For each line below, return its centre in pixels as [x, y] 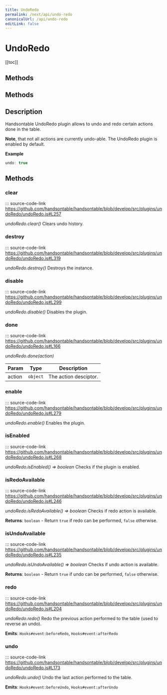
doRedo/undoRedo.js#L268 [33, 457]
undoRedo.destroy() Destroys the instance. [49, 268]
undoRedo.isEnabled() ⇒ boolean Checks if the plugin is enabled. [73, 466]
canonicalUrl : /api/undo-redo [37, 19]
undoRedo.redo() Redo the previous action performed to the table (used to [82, 618]
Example [14, 154]
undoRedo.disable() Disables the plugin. [46, 312]
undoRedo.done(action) [30, 356]
